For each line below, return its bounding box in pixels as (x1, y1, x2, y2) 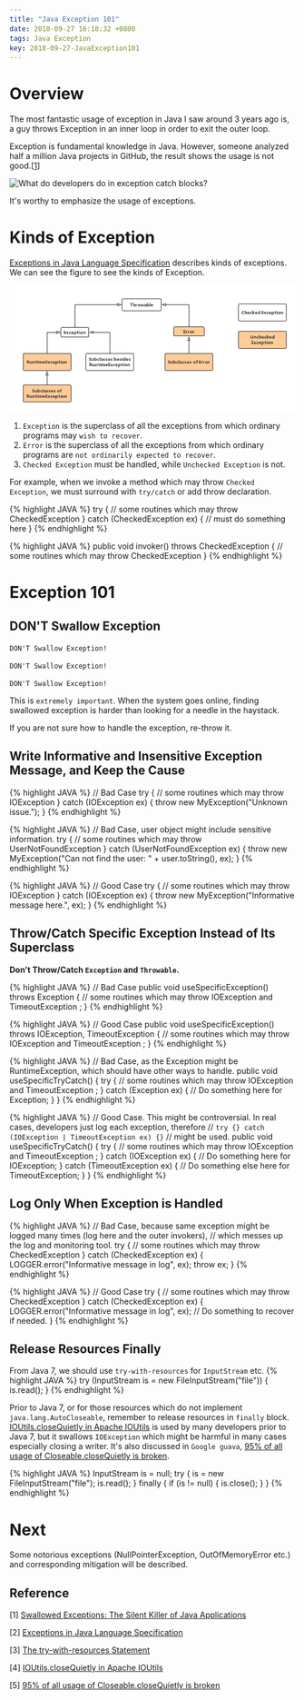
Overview (9, 84, 84, 104)
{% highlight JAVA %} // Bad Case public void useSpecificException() (9, 981, 270, 992)
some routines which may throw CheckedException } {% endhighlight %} (9, 551, 283, 562)
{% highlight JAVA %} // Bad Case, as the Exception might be (9, 1055, 239, 1067)
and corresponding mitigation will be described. (9, 1559, 189, 1570)
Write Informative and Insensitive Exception (9, 749, 263, 764)
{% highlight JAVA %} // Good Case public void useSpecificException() (9, 1019, 275, 1029)
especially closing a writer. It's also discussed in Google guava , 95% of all (9, 1441, 283, 1452)
